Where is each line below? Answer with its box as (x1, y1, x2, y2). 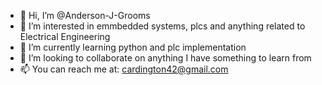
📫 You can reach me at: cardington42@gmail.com (19, 63, 229, 75)
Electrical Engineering (19, 31, 111, 42)
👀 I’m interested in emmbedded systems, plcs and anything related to (19, 20, 306, 32)
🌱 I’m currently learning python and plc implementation (19, 41, 247, 53)
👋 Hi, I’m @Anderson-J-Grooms (19, 10, 151, 21)
